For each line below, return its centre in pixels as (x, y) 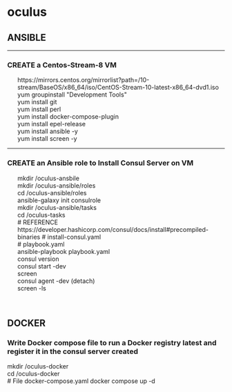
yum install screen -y (47, 139)
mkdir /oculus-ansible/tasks (57, 207)
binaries (29, 237)
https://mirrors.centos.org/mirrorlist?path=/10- (83, 80)
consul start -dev (42, 266)
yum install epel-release (51, 124)
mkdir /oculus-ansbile (48, 178)
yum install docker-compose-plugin (68, 117)
